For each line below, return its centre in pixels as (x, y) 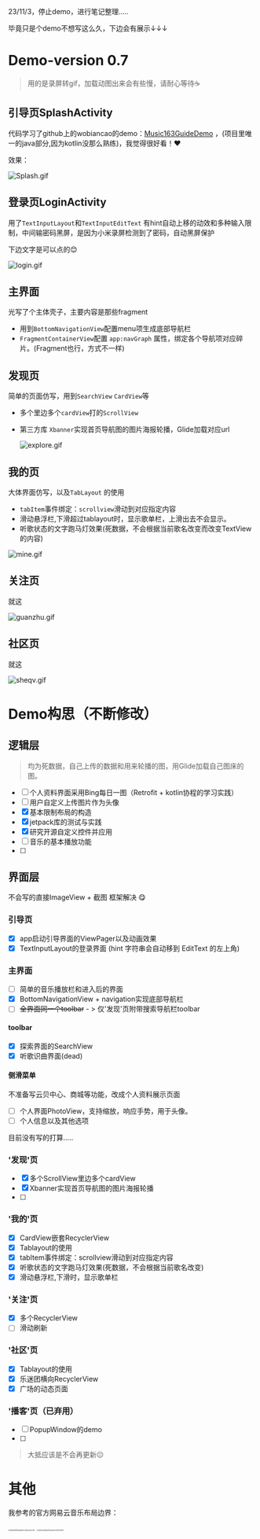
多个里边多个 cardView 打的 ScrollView (79, 413)
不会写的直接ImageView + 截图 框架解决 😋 (77, 897)
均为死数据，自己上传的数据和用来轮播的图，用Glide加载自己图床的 (135, 766)
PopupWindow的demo (66, 1430)
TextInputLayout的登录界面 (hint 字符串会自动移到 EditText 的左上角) (130, 948)
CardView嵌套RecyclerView (64, 1238)
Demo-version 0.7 (68, 61)
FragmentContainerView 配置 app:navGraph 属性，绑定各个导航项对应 (128, 339)
